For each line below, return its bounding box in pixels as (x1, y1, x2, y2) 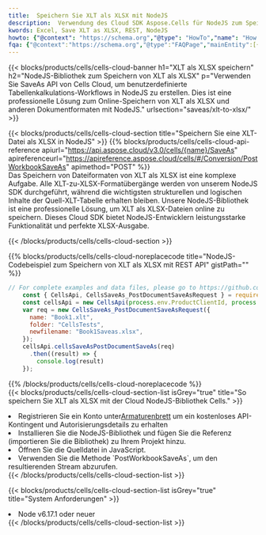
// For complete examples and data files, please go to (8, 284, 196, 292)
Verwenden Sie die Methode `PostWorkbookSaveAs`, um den (18, 453, 218, 463)
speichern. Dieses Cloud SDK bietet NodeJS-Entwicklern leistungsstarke (8, 213, 246, 222)
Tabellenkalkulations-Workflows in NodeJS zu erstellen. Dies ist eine (8, 88, 232, 97)
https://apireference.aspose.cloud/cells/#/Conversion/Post (66, 154, 258, 163)
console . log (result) (36, 357, 104, 365)
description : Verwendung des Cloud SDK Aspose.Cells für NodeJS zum (8, 19, 243, 27)
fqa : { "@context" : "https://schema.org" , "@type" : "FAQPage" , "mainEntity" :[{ (8, 41, 260, 49)
